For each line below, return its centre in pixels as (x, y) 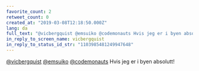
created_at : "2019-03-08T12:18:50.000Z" (57, 22)
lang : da (17, 28)
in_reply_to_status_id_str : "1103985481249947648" (70, 45)
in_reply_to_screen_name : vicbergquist (55, 39)
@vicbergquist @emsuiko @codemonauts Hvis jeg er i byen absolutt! (90, 61)
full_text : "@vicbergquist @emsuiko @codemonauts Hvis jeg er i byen (94, 34)
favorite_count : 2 (29, 12)
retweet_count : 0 (28, 17)
